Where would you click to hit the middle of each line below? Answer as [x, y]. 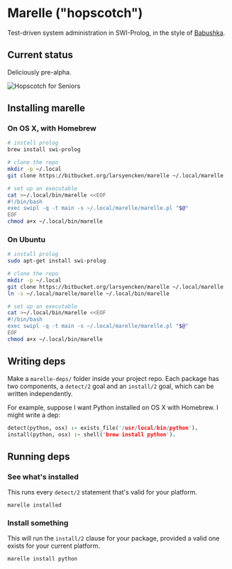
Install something [38, 523]
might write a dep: [34, 415]
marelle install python [43, 559]
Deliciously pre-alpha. [39, 72]
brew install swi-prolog [44, 150]
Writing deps [37, 361]
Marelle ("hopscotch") [75, 13]
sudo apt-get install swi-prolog [57, 261]
